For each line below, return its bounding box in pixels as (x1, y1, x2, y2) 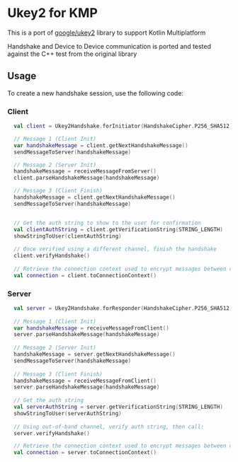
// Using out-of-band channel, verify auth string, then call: (13, 423, 204, 430)
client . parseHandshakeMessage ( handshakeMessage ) (13, 175, 160, 182)
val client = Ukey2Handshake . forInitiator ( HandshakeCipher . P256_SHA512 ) (13, 122, 233, 130)
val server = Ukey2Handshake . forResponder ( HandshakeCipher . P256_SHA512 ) (13, 304, 233, 312)
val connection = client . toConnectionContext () (13, 272, 157, 279)
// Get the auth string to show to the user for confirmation (13, 219, 201, 226)
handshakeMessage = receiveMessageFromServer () (13, 168, 157, 175)
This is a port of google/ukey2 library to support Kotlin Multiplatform (7, 28, 206, 37)
